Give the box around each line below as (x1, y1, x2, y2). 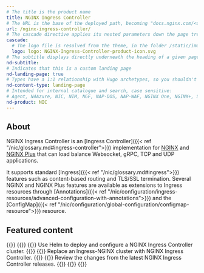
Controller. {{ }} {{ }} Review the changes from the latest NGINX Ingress (6, 254, 182, 261)
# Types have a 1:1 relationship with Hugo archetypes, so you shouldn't (6, 76, 197, 83)
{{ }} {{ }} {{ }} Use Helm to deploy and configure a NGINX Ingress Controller (6, 241, 193, 249)
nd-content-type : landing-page (6, 83, 86, 89)
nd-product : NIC (6, 99, 47, 105)
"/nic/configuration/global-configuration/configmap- (57, 201, 189, 208)
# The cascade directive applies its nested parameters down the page (6, 32, 189, 38)
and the (152, 195, 172, 202)
